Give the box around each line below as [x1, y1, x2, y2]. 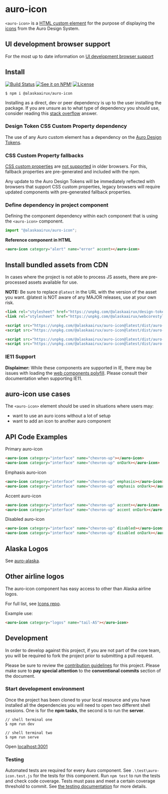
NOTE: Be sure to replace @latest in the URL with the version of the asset [5, 289, 157, 295]
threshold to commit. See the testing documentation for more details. [5, 783, 147, 789]
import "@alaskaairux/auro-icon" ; [5, 228, 77, 233]
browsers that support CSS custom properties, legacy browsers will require [5, 184, 160, 190]
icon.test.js [5, 773, 32, 779]
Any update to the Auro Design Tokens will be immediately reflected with [5, 178, 155, 184]
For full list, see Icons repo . [5, 601, 61, 607]
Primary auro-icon [5, 446, 43, 452]
